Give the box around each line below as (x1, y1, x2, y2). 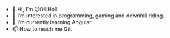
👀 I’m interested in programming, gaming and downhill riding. (12, 12, 165, 19)
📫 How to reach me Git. (12, 25, 73, 33)
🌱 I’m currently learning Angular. (12, 19, 93, 25)
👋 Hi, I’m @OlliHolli (12, 6, 59, 13)
